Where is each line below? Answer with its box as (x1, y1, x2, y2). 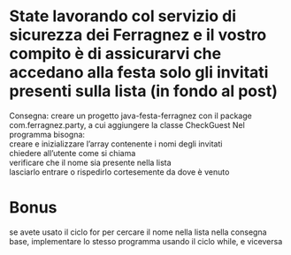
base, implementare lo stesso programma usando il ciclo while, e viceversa (9, 236, 283, 246)
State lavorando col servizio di (9, 6, 237, 26)
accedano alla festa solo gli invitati (9, 63, 269, 83)
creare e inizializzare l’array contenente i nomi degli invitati (9, 139, 223, 149)
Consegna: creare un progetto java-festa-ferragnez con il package (9, 110, 252, 121)
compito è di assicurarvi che (9, 44, 222, 64)
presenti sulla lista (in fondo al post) (9, 81, 279, 101)
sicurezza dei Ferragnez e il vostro (9, 25, 267, 45)
